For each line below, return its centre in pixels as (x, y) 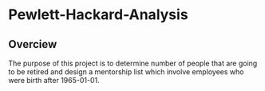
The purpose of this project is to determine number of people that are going (133, 63)
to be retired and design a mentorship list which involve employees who (126, 72)
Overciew (33, 44)
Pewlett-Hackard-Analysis (99, 15)
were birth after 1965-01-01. (54, 80)
